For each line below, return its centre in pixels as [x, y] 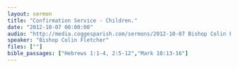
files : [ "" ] [25, 47]
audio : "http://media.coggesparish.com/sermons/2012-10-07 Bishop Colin [117, 34]
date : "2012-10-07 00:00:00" [50, 27]
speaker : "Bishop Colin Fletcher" [58, 40]
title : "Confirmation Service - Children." [73, 21]
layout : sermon [30, 14]
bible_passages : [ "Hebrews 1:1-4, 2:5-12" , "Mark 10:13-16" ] [98, 54]
